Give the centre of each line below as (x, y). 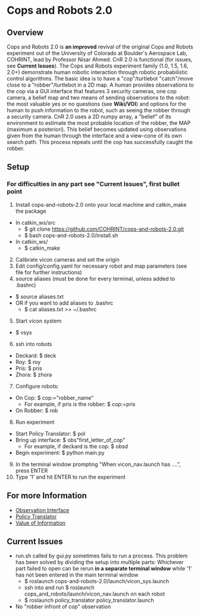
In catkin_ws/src (35, 222)
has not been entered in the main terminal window (77, 575)
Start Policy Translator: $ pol (50, 433)
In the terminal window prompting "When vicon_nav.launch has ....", (98, 464)
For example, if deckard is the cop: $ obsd (76, 446)
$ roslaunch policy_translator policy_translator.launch (89, 600)
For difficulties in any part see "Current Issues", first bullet (93, 184)
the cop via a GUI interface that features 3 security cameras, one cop (92, 91)
